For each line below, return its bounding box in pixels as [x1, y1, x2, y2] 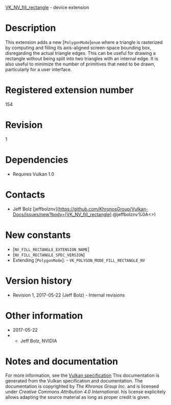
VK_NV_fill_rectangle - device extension [5, 5, 89, 10]
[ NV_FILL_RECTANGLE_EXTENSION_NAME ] [12, 246, 90, 252]
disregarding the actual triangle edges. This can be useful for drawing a [5, 50, 156, 56]
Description [5, 23, 56, 34]
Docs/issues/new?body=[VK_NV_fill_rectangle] [12, 211, 112, 217]
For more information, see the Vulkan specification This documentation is [5, 372, 160, 378]
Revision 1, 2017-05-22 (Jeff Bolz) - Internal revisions [12, 292, 125, 298]
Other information [5, 310, 83, 322]
